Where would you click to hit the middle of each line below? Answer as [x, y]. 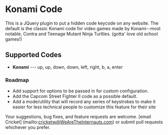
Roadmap [17, 80]
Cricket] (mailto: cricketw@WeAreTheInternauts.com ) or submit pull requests [84, 122]
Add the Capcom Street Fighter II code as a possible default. [75, 96]
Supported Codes [33, 55]
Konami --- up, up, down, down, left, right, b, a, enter [67, 67]
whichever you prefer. [28, 127]
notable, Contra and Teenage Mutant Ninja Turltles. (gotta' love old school [81, 34]
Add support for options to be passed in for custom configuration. [80, 91]
